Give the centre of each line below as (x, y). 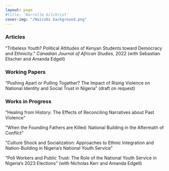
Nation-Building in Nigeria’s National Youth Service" (59, 148)
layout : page (19, 10)
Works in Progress (28, 101)
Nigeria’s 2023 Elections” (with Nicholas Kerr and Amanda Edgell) (74, 163)
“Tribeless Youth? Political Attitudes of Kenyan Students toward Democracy (84, 48)
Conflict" (14, 133)
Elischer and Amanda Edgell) (35, 59)
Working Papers (26, 72)
